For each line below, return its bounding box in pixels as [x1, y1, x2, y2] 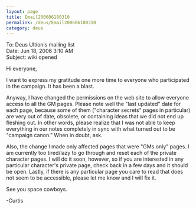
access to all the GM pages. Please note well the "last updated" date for [6, 101, 181, 108]
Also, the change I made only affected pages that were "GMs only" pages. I [6, 143, 190, 150]
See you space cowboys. [6, 186, 68, 193]
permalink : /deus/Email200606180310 [6, 19, 96, 25]
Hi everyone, [6, 65, 37, 72]
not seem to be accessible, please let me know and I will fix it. [6, 174, 156, 181]
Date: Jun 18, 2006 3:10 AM [6, 48, 74, 55]
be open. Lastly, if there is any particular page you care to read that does [6, 168, 184, 175]
